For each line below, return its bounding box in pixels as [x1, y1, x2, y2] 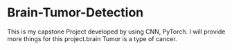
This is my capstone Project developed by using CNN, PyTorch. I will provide [7, 27, 226, 36]
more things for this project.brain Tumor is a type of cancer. [7, 34, 178, 42]
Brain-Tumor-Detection [7, 5, 144, 21]
